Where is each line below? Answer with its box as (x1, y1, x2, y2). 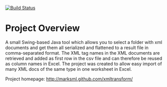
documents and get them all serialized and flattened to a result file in (5, 45, 149, 51)
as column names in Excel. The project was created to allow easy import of (5, 61, 162, 67)
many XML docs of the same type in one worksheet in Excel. (5, 66, 132, 72)
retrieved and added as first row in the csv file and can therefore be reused (5, 55, 162, 61)
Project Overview (5, 23, 80, 34)
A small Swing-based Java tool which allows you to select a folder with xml (5, 39, 162, 45)
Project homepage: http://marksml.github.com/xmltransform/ (5, 76, 133, 82)
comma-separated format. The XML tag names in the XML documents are (5, 50, 160, 56)
